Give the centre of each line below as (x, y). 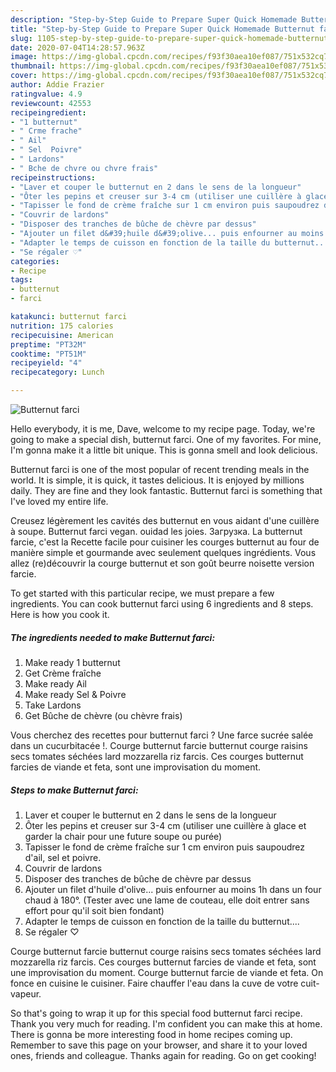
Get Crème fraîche (63, 673)
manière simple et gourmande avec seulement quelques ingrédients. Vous (163, 552)
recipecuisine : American (62, 335)
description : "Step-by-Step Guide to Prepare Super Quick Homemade (154, 19)
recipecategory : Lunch (57, 372)
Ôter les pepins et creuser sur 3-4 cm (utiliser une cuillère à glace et (165, 825)
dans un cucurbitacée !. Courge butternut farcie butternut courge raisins (159, 745)
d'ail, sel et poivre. (63, 857)
